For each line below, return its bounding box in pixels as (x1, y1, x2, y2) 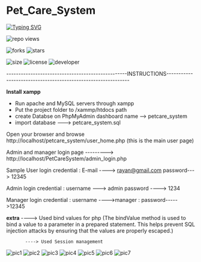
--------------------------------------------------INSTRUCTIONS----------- (6, 70, 193, 77)
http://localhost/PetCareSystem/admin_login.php (6, 154, 127, 162)
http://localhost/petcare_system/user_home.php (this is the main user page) (6, 136, 194, 144)
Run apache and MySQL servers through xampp (14, 100, 134, 107)
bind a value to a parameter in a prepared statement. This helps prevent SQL (6, 221, 196, 228)
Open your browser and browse (6, 130, 85, 138)
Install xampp (6, 88, 41, 95)
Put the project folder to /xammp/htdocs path (14, 106, 127, 113)
